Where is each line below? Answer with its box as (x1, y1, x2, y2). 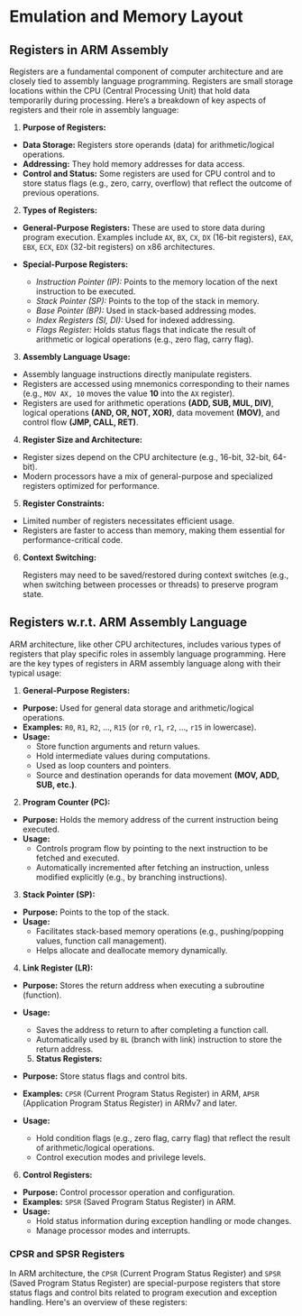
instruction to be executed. (35, 286, 136, 297)
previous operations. (22, 188, 99, 198)
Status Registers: (35, 1053, 103, 1063)
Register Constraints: (22, 498, 105, 509)
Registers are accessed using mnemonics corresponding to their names (22, 379, 290, 389)
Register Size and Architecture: (22, 435, 142, 445)
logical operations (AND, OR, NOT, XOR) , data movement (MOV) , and (22, 408, 280, 418)
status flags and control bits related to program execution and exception (9, 1287, 278, 1298)
